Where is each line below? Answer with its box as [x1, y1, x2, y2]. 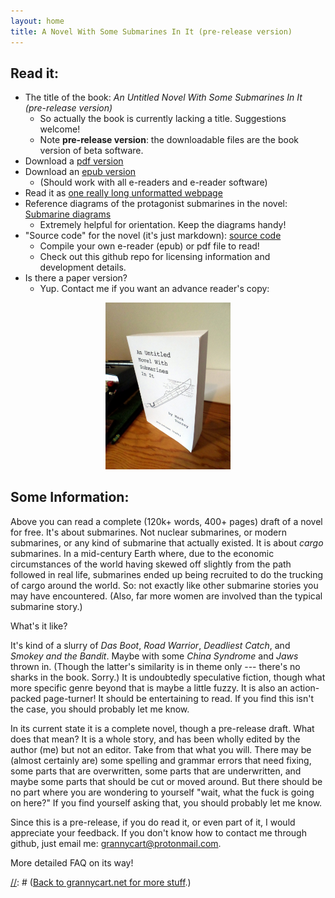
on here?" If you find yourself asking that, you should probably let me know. [10, 796, 323, 809]
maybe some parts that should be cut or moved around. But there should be [10, 775, 323, 787]
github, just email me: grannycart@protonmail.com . [10, 837, 222, 849]
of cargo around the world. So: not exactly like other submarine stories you [10, 579, 319, 591]
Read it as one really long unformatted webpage [24, 187, 223, 199]
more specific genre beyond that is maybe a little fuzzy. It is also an [10, 681, 288, 694]
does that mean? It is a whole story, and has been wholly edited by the [10, 733, 301, 745]
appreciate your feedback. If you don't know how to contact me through [10, 826, 307, 839]
